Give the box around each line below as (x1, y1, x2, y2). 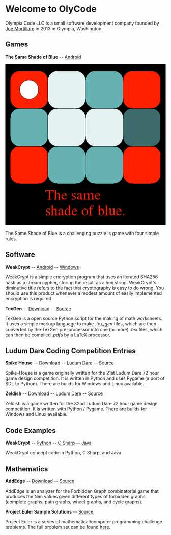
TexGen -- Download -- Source (5, 305, 71, 312)
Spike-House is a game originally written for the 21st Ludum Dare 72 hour (5, 370, 159, 376)
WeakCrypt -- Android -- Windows (5, 264, 79, 270)
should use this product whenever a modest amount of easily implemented (5, 290, 162, 296)
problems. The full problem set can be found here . (5, 524, 111, 530)
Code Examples (5, 426, 56, 435)
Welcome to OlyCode (5, 3, 97, 15)
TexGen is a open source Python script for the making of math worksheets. (5, 315, 163, 321)
